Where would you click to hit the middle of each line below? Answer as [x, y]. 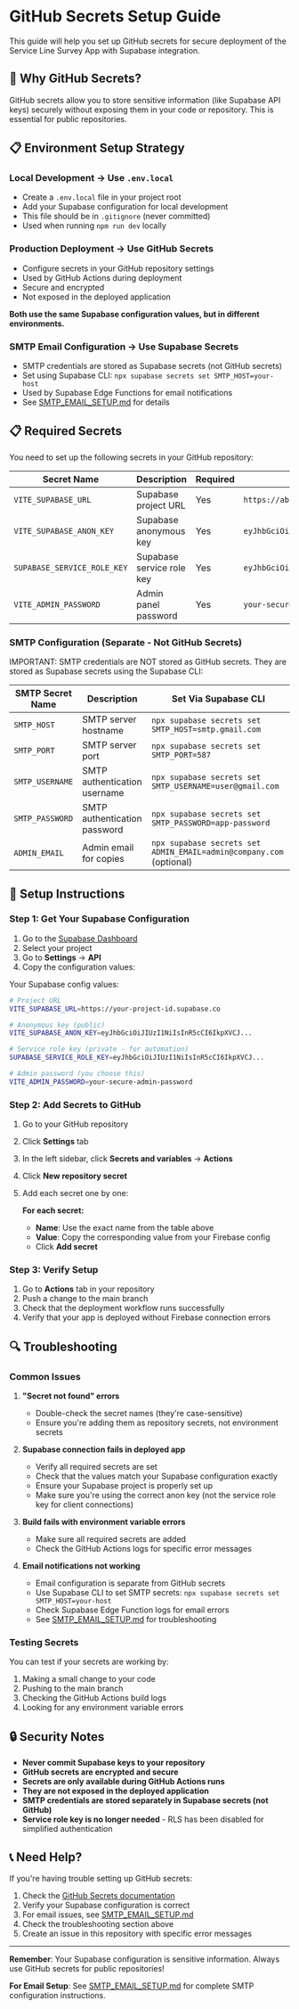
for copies [103, 859]
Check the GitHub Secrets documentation [98, 1896]
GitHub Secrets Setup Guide [115, 16]
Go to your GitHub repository [75, 1124]
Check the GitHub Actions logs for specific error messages [143, 1549]
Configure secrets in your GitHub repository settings [118, 268]
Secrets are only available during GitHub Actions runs [123, 1782]
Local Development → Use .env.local [91, 178]
